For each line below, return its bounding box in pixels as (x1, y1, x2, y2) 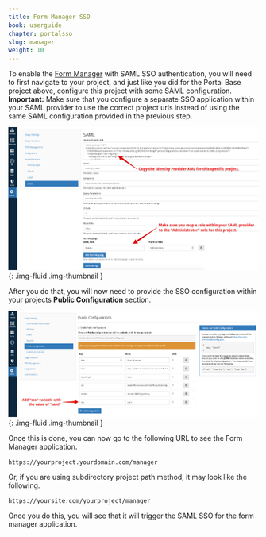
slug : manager (8, 38, 56, 46)
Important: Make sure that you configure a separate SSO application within (8, 95, 255, 104)
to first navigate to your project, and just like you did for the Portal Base (8, 78, 241, 87)
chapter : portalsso (8, 29, 73, 37)
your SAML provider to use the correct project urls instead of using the (8, 103, 240, 113)
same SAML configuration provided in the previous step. (8, 111, 193, 121)
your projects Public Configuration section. (8, 295, 152, 304)
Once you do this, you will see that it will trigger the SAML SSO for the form (8, 511, 254, 520)
